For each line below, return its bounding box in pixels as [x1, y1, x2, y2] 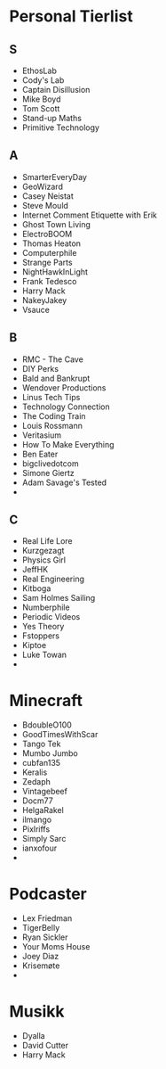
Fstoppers [21, 630, 60, 641]
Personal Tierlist [9, 6, 133, 27]
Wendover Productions [21, 382, 107, 393]
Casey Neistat [21, 190, 74, 201]
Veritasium [21, 430, 62, 440]
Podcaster [9, 884, 87, 904]
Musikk [9, 1001, 65, 1022]
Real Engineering [21, 573, 85, 585]
